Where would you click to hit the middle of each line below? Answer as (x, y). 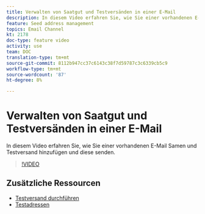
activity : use (24, 46)
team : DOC (19, 52)
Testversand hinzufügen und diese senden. (61, 152)
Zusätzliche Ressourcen (53, 183)
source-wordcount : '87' (37, 75)
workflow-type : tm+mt (34, 69)
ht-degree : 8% (24, 80)
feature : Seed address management (50, 23)
